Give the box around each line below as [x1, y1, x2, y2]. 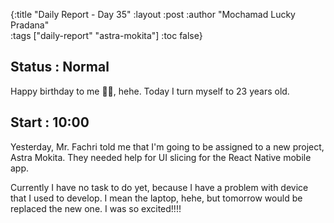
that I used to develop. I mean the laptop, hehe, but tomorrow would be [10, 192, 303, 204]
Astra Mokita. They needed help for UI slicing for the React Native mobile [10, 151, 312, 163]
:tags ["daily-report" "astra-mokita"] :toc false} [10, 30, 203, 41]
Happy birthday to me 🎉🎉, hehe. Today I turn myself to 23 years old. [10, 85, 290, 97]
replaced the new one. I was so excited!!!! [10, 202, 182, 214]
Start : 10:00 [10, 114, 90, 131]
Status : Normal [10, 59, 110, 76]
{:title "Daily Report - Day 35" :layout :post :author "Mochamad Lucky [10, 9, 296, 20]
